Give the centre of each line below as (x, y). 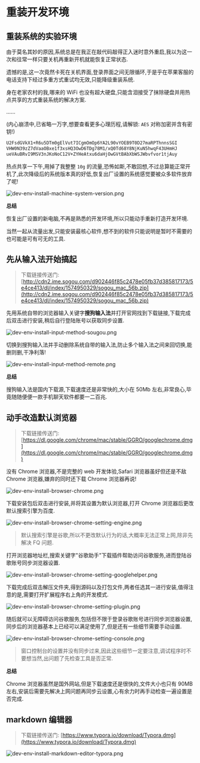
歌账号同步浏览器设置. (33, 563)
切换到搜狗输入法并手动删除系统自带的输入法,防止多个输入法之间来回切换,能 (99, 345)
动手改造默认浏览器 (41, 417)
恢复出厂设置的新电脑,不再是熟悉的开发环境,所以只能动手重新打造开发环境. (98, 218)
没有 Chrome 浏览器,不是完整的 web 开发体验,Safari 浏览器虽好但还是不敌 (96, 472)
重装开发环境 (38, 12)
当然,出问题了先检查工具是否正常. (72, 658)
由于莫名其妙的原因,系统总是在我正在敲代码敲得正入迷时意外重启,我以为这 (97, 52)
